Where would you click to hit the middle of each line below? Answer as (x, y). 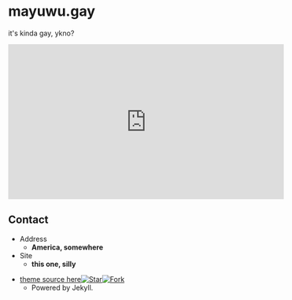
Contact (28, 220)
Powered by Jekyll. (62, 287)
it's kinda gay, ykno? (41, 33)
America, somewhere (67, 247)
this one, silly (54, 264)
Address (33, 239)
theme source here (50, 279)
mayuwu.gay (52, 11)
